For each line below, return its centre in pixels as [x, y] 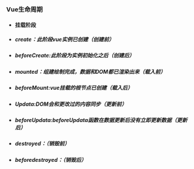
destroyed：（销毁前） [42, 143]
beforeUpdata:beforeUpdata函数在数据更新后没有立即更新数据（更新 [101, 120]
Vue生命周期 [24, 9]
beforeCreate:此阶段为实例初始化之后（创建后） [75, 55]
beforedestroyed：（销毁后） [50, 159]
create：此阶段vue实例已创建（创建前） [64, 39]
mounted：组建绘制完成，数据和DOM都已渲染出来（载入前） [90, 71]
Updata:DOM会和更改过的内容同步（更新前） [71, 104]
